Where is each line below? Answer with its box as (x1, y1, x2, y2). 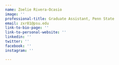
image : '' (5, 12, 25, 17)
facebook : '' (5, 43, 32, 48)
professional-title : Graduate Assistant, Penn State (5, 16, 115, 21)
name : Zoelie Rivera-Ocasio (5, 7, 62, 12)
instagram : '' (5, 48, 34, 53)
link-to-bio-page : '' (5, 25, 49, 30)
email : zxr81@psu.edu (5, 21, 49, 26)
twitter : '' (5, 39, 29, 44)
